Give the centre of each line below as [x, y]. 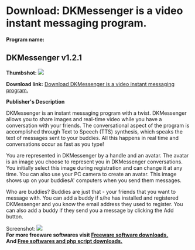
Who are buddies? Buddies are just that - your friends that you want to [91, 191]
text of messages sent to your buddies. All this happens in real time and [93, 138]
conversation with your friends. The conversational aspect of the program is [98, 125]
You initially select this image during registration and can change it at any [94, 167]
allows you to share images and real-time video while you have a [84, 119]
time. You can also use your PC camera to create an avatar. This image [91, 174]
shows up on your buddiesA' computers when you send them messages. [94, 180]
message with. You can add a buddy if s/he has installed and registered [92, 198]
